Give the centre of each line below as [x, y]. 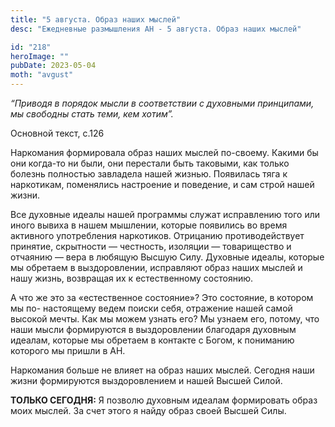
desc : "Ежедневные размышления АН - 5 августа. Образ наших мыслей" [156, 29]
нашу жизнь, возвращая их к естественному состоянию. [131, 278]
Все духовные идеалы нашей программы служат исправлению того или [165, 214]
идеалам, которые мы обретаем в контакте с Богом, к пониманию [152, 340]
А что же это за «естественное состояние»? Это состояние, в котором [162, 297]
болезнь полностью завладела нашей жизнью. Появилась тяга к [149, 174]
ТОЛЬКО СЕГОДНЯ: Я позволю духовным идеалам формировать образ [164, 400]
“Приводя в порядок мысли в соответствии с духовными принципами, [162, 103]
